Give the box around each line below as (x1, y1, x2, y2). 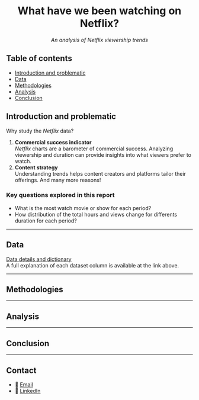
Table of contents (6, 53, 72, 63)
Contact (6, 365, 37, 375)
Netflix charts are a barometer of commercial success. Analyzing (14, 145, 174, 152)
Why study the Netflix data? (6, 127, 74, 134)
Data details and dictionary (6, 256, 72, 263)
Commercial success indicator (14, 138, 92, 146)
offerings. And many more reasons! (14, 176, 101, 183)
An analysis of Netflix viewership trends (51, 36, 148, 43)
